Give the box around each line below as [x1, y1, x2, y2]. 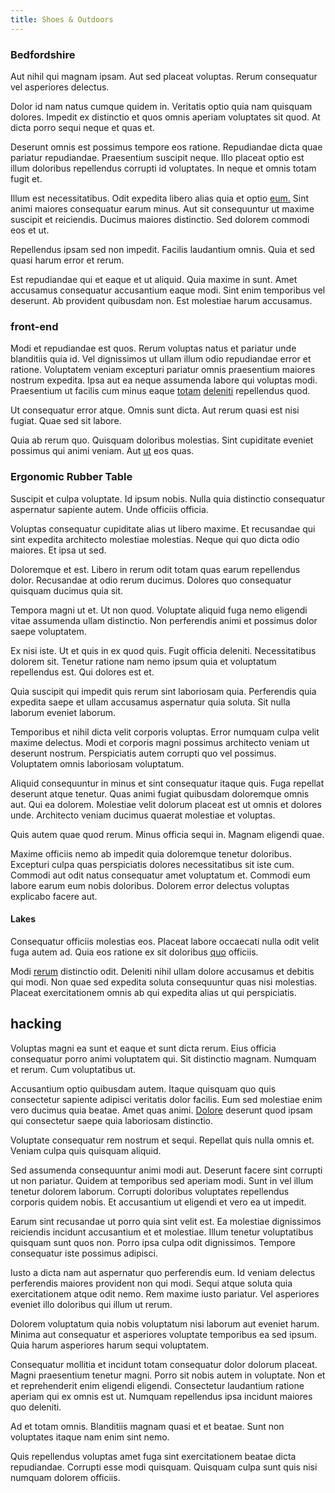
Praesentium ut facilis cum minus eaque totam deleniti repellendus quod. [10, 385, 311, 397]
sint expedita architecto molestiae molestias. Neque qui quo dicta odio [10, 533, 300, 545]
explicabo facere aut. [10, 890, 98, 902]
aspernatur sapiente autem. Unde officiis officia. [10, 503, 209, 515]
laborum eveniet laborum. [10, 706, 117, 718]
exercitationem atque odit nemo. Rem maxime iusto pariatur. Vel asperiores [10, 1287, 320, 1300]
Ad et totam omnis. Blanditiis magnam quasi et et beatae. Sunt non [10, 1420, 285, 1432]
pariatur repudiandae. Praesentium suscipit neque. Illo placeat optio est [10, 151, 305, 163]
